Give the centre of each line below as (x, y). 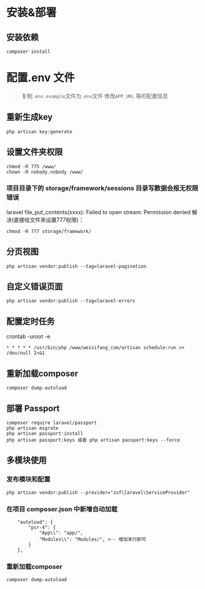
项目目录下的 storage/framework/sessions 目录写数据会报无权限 (102, 188)
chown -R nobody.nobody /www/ (45, 172)
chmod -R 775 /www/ (31, 166)
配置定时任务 (31, 321)
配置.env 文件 (41, 78)
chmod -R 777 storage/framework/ (49, 231)
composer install (28, 52)
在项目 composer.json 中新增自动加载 (62, 509)
